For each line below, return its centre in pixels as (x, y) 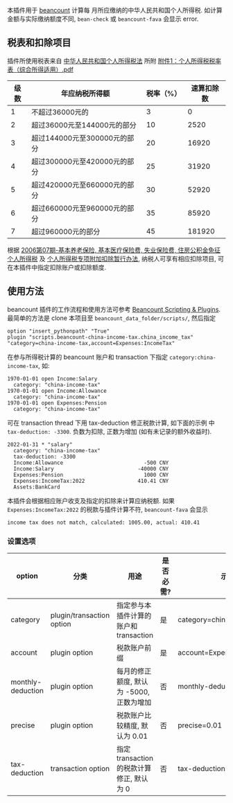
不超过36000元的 (60, 112)
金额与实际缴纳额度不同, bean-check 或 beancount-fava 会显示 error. (103, 19)
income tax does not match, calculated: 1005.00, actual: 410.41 (103, 522)
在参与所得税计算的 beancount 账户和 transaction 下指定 (88, 357)
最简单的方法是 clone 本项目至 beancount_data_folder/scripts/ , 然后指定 (112, 318)
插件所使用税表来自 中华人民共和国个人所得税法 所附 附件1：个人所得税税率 (114, 60)
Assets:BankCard (37, 487)
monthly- (26, 682)
